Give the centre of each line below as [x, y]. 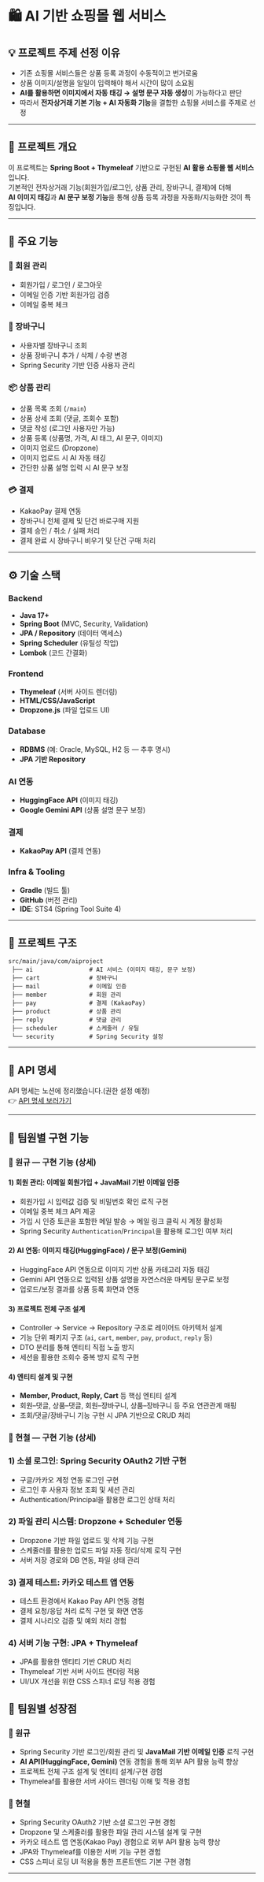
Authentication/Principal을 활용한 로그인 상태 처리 [97, 1499]
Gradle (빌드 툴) [45, 890]
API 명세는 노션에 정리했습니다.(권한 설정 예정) [79, 1091]
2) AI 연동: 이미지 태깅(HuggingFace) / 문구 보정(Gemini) [97, 1251]
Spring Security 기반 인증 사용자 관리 [77, 365]
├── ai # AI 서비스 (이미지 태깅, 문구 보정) [104, 970]
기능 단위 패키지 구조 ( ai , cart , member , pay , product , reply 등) [116, 1337]
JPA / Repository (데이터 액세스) [71, 633]
